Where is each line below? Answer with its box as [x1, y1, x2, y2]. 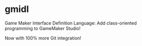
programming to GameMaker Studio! [5, 25, 81, 31]
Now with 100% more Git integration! [5, 35, 81, 41]
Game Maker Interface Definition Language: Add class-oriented [5, 20, 137, 26]
